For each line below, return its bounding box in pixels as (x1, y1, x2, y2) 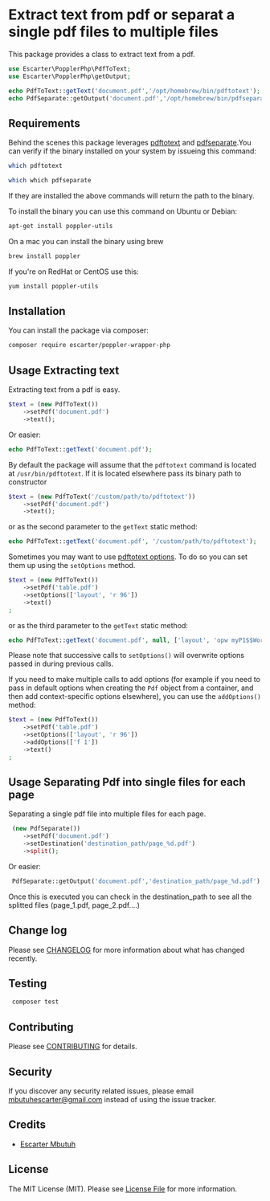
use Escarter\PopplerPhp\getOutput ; (8, 72, 131, 80)
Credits (8, 1118, 47, 1132)
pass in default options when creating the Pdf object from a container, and (8, 683, 254, 692)
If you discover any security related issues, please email (8, 1086, 194, 1096)
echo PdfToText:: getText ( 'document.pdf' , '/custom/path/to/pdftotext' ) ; (8, 537, 257, 545)
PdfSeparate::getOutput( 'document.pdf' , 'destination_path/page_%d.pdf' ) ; (11, 877, 264, 885)
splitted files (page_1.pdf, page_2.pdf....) (8, 900, 141, 909)
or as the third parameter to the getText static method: (8, 620, 189, 630)
